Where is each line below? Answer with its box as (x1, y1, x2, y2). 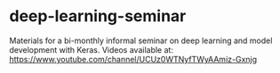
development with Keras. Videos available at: (9, 44, 173, 55)
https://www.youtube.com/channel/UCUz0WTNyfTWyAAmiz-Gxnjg (9, 54, 258, 64)
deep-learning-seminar (9, 6, 187, 26)
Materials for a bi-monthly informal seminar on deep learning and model (9, 35, 273, 46)
